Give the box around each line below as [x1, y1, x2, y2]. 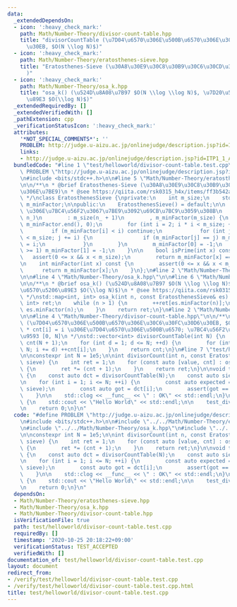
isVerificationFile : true [13, 517, 90, 524]
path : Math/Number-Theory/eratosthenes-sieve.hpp [20, 57, 169, 64]
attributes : [13, 129, 49, 136]
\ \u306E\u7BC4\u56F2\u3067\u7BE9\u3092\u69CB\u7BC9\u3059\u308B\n [20, 208, 222, 215]
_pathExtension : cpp [13, 115, 74, 122]
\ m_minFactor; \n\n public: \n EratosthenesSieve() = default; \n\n [20, 201, 226, 209]
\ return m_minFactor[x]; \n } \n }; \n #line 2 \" [20, 267, 185, 274]
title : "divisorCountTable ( [20, 37, 106, 44]
